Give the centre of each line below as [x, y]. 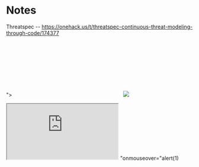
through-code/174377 [33, 33]
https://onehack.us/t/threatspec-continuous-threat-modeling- [117, 27]
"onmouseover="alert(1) [149, 158]
